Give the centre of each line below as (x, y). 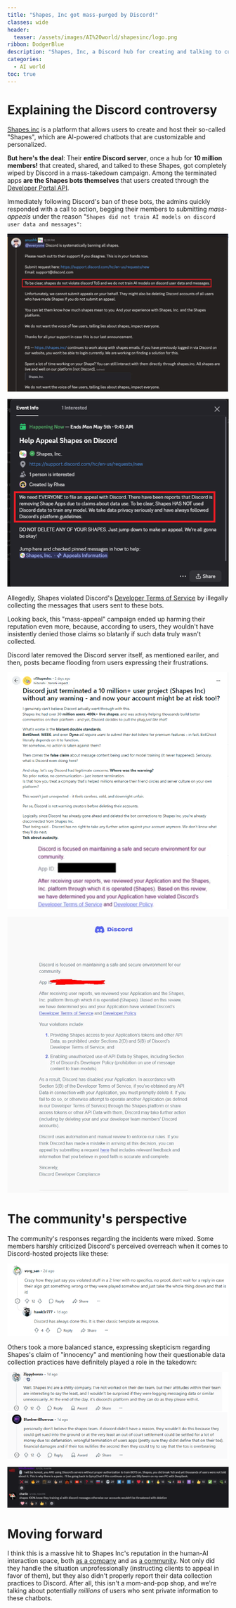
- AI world (29, 67)
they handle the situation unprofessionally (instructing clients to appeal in (113, 1569)
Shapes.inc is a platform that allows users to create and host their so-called (117, 129)
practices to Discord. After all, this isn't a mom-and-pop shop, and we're (112, 1583)
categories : (25, 60)
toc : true (22, 74)
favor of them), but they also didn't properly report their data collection (110, 1576)
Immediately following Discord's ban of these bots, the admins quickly (109, 201)
